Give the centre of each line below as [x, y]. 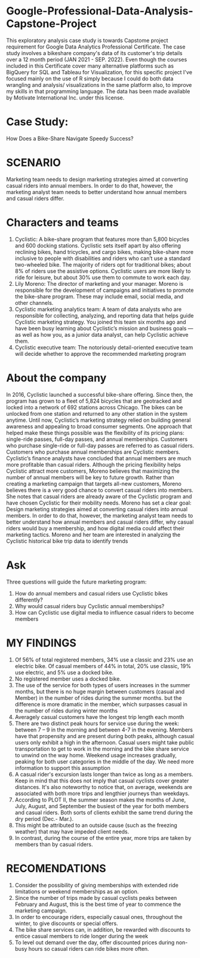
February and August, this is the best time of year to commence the [98, 904]
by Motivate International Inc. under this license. [65, 98]
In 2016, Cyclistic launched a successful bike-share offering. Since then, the [100, 394]
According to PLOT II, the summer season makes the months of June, [100, 800]
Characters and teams [62, 222]
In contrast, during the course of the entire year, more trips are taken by [103, 838]
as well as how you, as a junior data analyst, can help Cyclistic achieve [101, 334]
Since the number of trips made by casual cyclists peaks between [96, 897]
